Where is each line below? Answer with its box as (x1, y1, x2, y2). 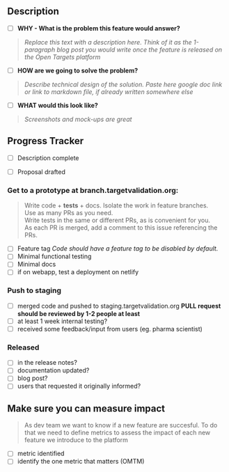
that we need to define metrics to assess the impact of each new (24, 428, 211, 437)
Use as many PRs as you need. (24, 209, 113, 217)
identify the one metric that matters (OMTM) (17, 457, 145, 466)
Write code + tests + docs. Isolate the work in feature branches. (24, 201, 209, 210)
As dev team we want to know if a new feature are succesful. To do (24, 421, 218, 430)
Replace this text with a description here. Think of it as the (24, 38, 193, 46)
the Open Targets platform (24, 52, 101, 61)
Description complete (17, 153, 79, 162)
